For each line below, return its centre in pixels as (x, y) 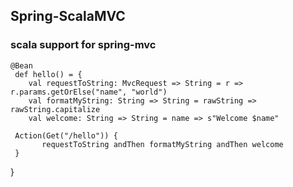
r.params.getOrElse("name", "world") (89, 92)
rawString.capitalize (55, 109)
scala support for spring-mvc (83, 45)
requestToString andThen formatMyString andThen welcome (162, 144)
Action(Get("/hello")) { (66, 135)
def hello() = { (48, 74)
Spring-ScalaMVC (68, 16)
